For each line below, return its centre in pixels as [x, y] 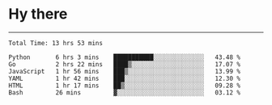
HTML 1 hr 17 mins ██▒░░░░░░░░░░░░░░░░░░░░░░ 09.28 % [125, 86]
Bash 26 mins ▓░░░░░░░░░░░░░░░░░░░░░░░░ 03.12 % [125, 92]
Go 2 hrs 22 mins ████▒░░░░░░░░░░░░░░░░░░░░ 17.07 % [125, 64]
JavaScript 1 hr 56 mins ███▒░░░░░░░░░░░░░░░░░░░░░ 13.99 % [125, 71]
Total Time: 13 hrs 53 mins [56, 43]
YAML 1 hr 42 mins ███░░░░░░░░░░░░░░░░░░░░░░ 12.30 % [125, 78]
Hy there [38, 14]
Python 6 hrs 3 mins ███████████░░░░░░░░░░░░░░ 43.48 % [125, 57]
